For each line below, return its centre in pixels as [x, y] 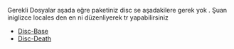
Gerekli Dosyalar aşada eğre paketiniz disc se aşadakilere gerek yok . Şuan [117, 10]
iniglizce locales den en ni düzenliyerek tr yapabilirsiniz [88, 17]
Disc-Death [34, 38]
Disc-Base [33, 31]
